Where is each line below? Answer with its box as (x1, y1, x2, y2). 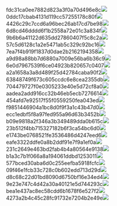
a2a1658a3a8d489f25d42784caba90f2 (6, 69, 102, 76)
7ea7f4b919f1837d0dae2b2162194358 (6, 48, 98, 55)
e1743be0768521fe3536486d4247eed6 (6, 132, 102, 139)
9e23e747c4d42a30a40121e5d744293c (6, 181, 103, 187)
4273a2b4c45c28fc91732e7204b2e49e (6, 194, 104, 201)
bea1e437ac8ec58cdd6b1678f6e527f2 (6, 188, 99, 194)
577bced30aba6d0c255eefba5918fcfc (6, 160, 99, 167)
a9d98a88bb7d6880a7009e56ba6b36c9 (6, 55, 105, 62)
